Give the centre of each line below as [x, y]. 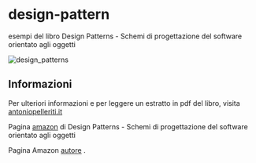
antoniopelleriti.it [35, 111]
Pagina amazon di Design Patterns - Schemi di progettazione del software [128, 126]
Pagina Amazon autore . [47, 150]
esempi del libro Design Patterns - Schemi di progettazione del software [125, 36]
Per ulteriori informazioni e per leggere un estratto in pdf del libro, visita [124, 103]
